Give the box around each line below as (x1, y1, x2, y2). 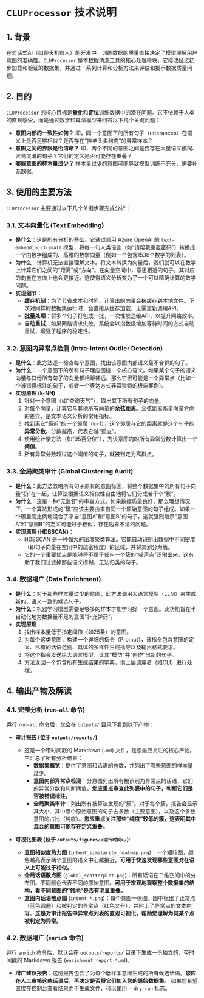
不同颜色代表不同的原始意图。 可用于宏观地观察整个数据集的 (40, 879, 189, 887)
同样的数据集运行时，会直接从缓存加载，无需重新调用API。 (35, 304, 182, 311)
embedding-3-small (15, 244, 62, 250)
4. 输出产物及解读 (6, 686, 72, 696)
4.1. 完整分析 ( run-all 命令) (6, 706, 86, 714)
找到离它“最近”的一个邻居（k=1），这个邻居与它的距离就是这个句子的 (24, 420, 195, 427)
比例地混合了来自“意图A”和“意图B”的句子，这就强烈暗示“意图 (36, 512, 188, 520)
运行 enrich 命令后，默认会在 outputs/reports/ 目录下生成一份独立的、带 (6, 949, 189, 956)
